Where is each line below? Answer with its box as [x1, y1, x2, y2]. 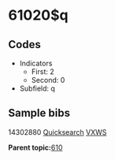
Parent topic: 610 [8, 143, 63, 152]
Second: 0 [31, 76, 65, 84]
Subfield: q [19, 84, 55, 93]
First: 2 [31, 67, 54, 76]
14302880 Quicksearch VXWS [8, 127, 107, 136]
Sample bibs [8, 106, 71, 120]
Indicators [19, 58, 53, 68]
